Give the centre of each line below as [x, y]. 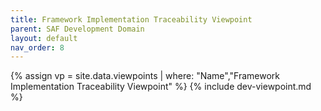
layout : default [44, 38]
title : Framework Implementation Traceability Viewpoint [131, 19]
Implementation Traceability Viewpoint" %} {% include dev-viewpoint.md [161, 87]
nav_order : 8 [37, 47]
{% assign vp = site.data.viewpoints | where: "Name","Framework [145, 76]
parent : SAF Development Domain [77, 29]
